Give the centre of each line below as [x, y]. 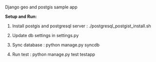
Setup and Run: [21, 16]
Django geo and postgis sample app [41, 7]
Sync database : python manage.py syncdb [56, 45]
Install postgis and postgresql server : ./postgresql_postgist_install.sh [81, 26]
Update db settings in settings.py [45, 35]
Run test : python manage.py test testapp [53, 54]
